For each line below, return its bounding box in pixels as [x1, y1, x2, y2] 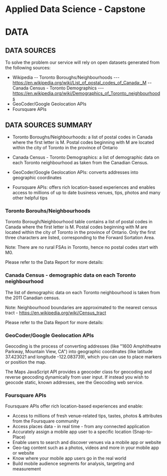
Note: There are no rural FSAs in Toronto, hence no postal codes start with [5, 244, 159, 250]
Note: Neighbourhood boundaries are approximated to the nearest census [5, 304, 158, 310]
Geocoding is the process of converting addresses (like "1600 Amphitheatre [5, 343, 161, 349]
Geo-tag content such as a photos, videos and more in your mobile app [12, 445, 159, 451]
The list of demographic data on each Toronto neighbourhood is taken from [5, 289, 161, 295]
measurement [12, 466, 41, 472]
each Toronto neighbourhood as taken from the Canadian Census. [12, 160, 149, 165]
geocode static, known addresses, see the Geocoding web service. [5, 379, 144, 385]
